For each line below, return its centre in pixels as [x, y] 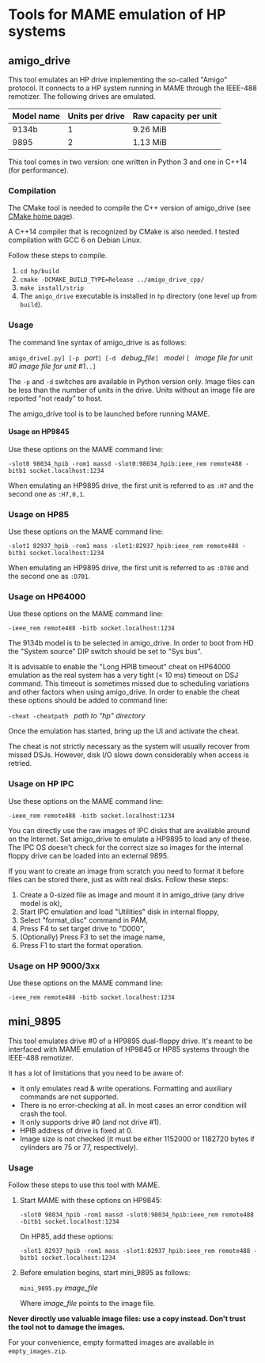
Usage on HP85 [39, 514]
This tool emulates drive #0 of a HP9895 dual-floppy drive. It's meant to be [131, 1041]
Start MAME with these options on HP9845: [91, 1201]
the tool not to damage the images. [66, 1327]
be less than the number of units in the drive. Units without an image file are [132, 390]
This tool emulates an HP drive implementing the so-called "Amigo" [118, 80]
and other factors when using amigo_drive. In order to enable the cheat [124, 692]
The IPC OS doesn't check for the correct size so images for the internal [126, 847]
